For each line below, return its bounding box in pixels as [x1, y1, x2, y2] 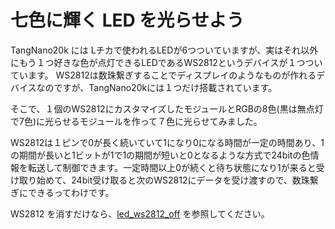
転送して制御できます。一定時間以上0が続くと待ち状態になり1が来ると [27, 161, 317, 173]
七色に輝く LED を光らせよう [10, 9, 245, 32]
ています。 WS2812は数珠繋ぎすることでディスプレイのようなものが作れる [10, 69, 317, 81]
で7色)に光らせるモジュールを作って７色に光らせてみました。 [10, 115, 263, 127]
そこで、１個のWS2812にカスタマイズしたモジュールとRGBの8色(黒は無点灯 [10, 102, 324, 115]
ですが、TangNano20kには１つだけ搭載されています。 [53, 81, 278, 93]
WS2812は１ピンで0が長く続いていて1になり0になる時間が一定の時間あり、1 [10, 136, 325, 148]
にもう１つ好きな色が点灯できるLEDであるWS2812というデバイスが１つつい [10, 56, 323, 68]
